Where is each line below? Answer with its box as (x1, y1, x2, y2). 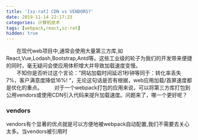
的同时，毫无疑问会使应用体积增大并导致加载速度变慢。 (6, 62, 141, 69)
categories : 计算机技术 (6, 19, 60, 25)
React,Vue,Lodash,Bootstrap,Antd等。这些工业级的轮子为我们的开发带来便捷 (6, 55, 193, 62)
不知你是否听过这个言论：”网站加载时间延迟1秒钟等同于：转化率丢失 (17, 69, 181, 76)
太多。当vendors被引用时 (6, 128, 68, 135)
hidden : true (6, 31, 38, 36)
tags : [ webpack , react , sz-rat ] (6, 25, 81, 31)
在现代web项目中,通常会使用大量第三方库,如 (17, 48, 124, 55)
